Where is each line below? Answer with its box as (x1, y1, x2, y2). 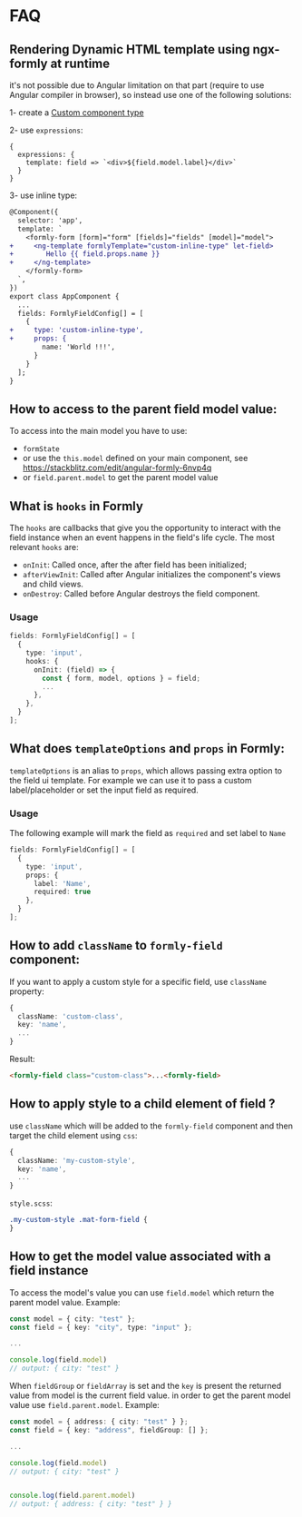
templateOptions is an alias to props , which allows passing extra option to (9, 764, 283, 776)
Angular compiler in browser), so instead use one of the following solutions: (9, 90, 292, 100)
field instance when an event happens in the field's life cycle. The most (9, 532, 275, 543)
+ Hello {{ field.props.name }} (9, 250, 161, 259)
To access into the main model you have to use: (9, 426, 188, 437)
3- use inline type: (9, 190, 78, 201)
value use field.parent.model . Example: (9, 1400, 161, 1411)
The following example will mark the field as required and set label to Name (9, 828, 287, 839)
